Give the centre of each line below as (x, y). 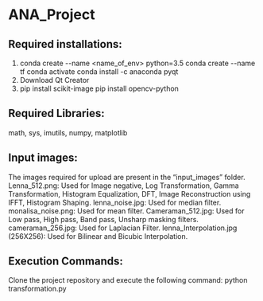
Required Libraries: (56, 113)
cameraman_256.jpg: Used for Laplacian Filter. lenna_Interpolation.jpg (123, 228)
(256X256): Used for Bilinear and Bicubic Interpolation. (98, 236)
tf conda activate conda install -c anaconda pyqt (99, 72)
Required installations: (66, 44)
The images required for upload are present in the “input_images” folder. (127, 177)
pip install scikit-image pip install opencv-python (99, 88)
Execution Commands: (66, 262)
